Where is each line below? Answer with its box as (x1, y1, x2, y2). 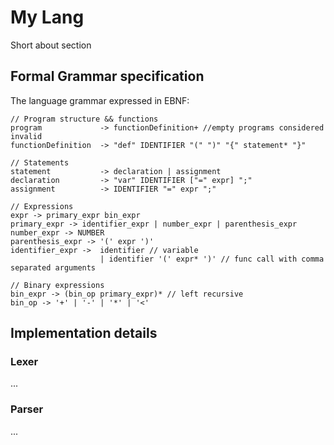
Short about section (10, 39, 92, 51)
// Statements (10, 157, 70, 168)
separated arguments (10, 262, 97, 273)
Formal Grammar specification (10, 68, 205, 85)
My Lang (10, 6, 85, 29)
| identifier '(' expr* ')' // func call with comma (99, 254, 325, 264)
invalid (10, 131, 43, 141)
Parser (10, 402, 44, 416)
